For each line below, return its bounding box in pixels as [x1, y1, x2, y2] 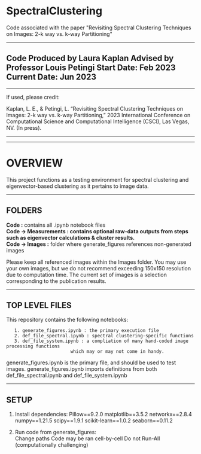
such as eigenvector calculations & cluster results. [6, 234, 135, 241]
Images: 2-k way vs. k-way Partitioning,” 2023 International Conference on [6, 111, 191, 118]
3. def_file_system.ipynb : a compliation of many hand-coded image [14, 338, 188, 345]
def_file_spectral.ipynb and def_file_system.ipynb [6, 372, 127, 379]
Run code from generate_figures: [14, 429, 97, 436]
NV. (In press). [6, 124, 42, 131]
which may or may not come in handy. [70, 349, 165, 355]
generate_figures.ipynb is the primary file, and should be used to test [6, 359, 176, 366]
